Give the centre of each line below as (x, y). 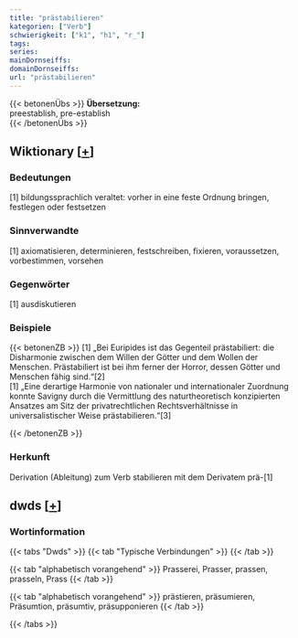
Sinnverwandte (44, 231)
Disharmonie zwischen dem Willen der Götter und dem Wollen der (134, 357)
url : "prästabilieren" (53, 78)
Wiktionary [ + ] (52, 152)
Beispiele (31, 327)
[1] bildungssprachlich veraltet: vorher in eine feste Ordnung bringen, (139, 197)
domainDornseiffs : (44, 69)
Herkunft (30, 457)
